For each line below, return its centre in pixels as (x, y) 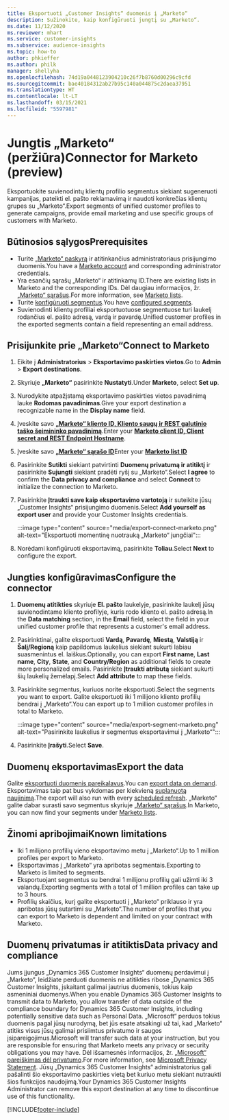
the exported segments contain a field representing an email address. (115, 324)
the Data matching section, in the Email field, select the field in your (113, 619)
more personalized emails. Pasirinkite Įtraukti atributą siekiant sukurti (115, 669)
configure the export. (47, 556)
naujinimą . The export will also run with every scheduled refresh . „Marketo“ (112, 798)
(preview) (35, 172)
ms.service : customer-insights (52, 39)
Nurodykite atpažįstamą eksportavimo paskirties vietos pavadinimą (111, 396)
